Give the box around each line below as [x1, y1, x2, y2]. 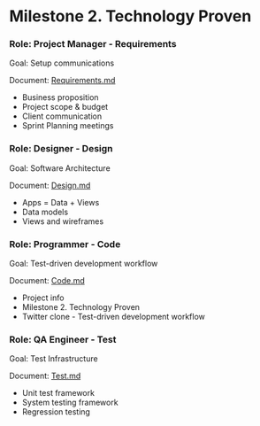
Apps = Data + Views [21, 197, 100, 207]
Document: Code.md [9, 275, 86, 286]
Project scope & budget [21, 102, 109, 112]
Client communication [21, 111, 103, 121]
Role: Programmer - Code [9, 237, 121, 250]
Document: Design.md [9, 180, 91, 190]
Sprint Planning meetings [21, 120, 114, 131]
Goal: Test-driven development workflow [9, 259, 158, 269]
